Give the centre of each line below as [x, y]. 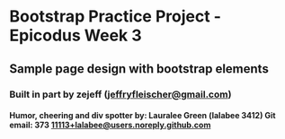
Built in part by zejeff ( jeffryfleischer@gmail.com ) [120, 94]
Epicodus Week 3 [76, 35]
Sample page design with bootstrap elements [139, 69]
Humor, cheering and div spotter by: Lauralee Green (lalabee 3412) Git [142, 116]
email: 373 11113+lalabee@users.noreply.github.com [110, 125]
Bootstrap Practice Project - [116, 17]
